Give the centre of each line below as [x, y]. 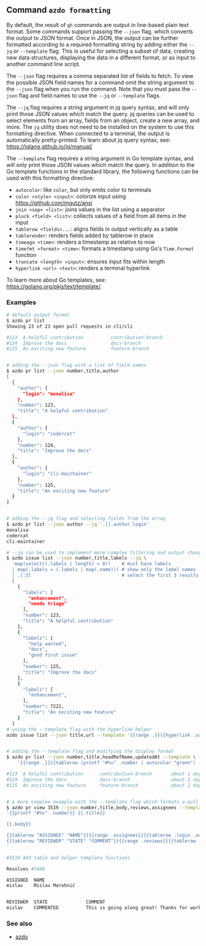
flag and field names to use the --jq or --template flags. [90, 95]
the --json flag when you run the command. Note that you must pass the [98, 89]
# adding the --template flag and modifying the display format [90, 752]
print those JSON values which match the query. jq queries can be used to [100, 113]
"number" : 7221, [43, 707]
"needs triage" [48, 604]
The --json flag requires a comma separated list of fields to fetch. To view [100, 75]
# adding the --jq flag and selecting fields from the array [86, 519]
